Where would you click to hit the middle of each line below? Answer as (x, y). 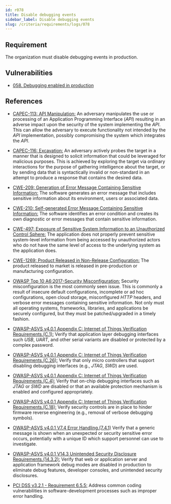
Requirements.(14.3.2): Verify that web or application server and (80, 459)
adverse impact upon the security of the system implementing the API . (87, 124)
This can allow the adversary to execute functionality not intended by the (89, 130)
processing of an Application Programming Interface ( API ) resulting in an (89, 119)
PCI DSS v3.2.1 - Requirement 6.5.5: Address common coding (77, 485)
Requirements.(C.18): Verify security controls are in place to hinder (82, 407)
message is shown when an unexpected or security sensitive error (82, 433)
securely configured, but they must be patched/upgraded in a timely (84, 313)
